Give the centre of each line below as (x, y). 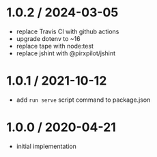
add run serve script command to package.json (83, 100)
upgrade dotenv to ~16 (48, 38)
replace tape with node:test (55, 46)
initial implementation (46, 146)
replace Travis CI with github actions (68, 31)
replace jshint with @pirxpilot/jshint (66, 53)
